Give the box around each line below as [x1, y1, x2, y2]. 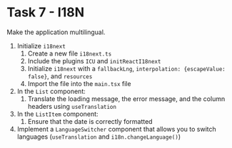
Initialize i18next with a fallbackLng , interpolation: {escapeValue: [27, 64, 226, 73]
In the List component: [16, 87, 86, 95]
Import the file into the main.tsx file [27, 79, 131, 88]
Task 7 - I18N [6, 4, 85, 21]
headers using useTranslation [27, 102, 117, 110]
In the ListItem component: [16, 110, 99, 118]
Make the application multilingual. [6, 28, 106, 36]
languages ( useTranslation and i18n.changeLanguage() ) [16, 132, 181, 141]
